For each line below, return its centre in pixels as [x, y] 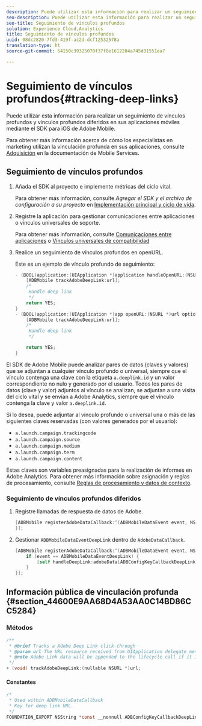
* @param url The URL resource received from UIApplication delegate [98, 651]
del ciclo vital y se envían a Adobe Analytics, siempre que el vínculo [90, 396]
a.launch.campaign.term [45, 452]
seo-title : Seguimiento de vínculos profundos [66, 23]
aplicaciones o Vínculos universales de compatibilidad [82, 240]
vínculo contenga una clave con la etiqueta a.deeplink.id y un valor [90, 377]
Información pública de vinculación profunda [92, 592]
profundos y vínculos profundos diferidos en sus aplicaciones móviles [93, 122]
